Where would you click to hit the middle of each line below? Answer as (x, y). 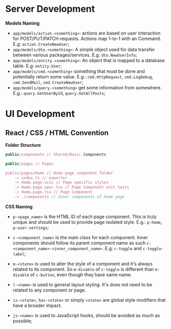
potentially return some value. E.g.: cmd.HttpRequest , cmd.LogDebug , (83, 76)
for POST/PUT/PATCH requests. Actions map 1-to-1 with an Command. (87, 38)
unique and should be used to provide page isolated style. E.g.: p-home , (87, 222)
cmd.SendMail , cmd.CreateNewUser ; (48, 82)
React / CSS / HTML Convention (57, 133)
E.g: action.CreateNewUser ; (41, 44)
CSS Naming (19, 206)
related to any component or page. (49, 290)
